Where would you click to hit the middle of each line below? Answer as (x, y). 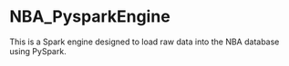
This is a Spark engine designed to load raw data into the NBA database (144, 42)
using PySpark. (38, 51)
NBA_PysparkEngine (90, 17)
